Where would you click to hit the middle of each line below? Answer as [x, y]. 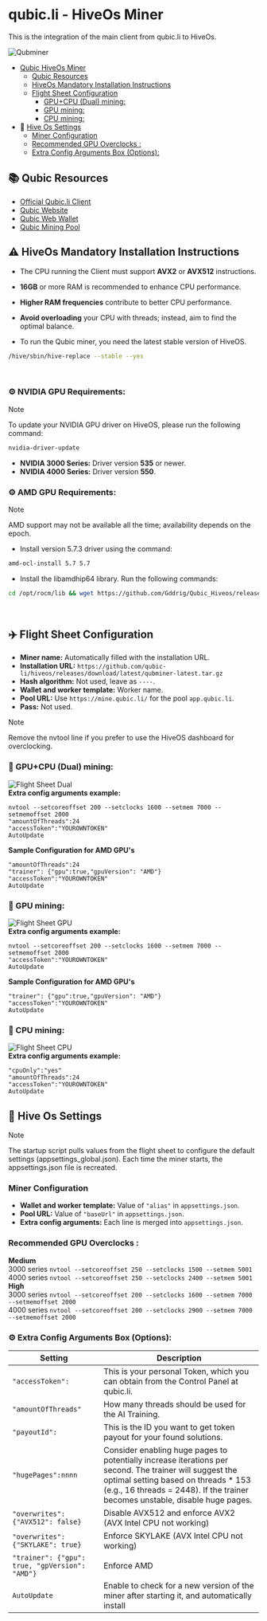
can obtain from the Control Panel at [170, 1382]
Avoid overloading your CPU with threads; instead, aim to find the [128, 317]
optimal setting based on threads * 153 [177, 1480]
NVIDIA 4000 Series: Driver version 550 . [88, 471]
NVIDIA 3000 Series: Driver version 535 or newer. [103, 463]
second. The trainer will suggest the [170, 1470]
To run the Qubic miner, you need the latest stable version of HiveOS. [133, 341]
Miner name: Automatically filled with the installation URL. [115, 657]
